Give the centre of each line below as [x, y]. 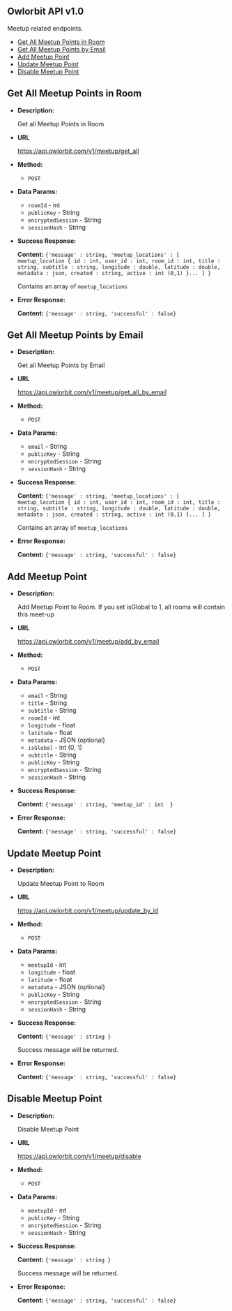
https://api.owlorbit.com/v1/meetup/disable [79, 1156]
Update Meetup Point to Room [61, 884]
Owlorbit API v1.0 [46, 12]
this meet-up [36, 614]
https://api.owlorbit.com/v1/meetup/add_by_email [88, 642]
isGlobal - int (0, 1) [55, 748]
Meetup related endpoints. [45, 28]
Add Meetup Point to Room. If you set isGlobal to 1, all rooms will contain [121, 607]
